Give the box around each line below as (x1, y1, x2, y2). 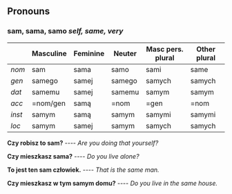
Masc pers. (146, 44, 184, 54)
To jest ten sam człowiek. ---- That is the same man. (7, 166, 160, 174)
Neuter (113, 48, 137, 58)
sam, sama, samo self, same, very (7, 26, 124, 36)
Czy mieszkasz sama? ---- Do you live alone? (7, 152, 139, 160)
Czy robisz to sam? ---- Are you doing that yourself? (7, 139, 159, 147)
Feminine (73, 48, 105, 58)
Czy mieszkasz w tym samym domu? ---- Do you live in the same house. (7, 179, 218, 187)
